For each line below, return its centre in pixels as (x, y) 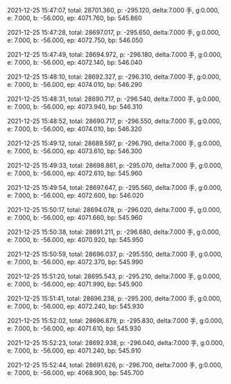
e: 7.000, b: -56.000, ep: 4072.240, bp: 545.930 (76, 306)
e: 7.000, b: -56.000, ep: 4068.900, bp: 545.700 (76, 373)
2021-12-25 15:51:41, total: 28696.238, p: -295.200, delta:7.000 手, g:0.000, (114, 298)
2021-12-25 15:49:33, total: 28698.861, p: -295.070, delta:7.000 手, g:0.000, (115, 165)
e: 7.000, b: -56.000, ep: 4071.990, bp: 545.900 (75, 284)
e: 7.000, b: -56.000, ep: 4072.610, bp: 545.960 (75, 173)
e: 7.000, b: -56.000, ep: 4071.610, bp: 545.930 (74, 328)
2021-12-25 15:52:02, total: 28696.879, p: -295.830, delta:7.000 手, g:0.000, (115, 321)
